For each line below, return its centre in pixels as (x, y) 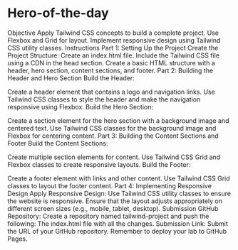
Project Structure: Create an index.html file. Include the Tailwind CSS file (113, 55)
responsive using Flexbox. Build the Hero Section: (81, 107)
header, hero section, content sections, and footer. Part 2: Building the (110, 70)
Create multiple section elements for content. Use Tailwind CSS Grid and (114, 157)
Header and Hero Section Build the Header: (71, 78)
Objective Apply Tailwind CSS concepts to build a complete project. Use (113, 33)
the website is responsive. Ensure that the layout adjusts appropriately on (115, 201)
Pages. (17, 239)
